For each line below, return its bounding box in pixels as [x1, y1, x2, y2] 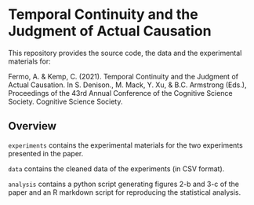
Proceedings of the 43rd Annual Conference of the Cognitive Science [8, 88, 233, 97]
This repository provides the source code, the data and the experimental [8, 48, 242, 57]
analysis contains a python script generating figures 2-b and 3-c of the [8, 179, 240, 189]
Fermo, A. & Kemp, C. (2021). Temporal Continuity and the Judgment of [8, 71, 239, 81]
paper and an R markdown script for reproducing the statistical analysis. [8, 187, 241, 197]
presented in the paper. [8, 148, 84, 158]
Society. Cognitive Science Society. [8, 97, 123, 106]
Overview [8, 119, 57, 133]
